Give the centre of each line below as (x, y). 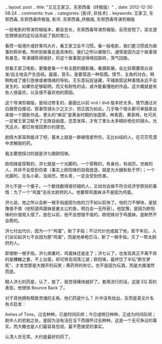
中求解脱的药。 (20, 143)
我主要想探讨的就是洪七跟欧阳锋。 (39, 153)
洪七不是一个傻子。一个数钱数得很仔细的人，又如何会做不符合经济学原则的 (79, 186)
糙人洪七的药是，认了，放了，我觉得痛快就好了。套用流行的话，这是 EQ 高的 (81, 282)
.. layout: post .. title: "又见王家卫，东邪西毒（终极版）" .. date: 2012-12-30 (79, 7)
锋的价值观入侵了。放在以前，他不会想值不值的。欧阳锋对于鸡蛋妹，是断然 (79, 215)
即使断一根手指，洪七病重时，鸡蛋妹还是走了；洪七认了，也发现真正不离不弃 (81, 253)
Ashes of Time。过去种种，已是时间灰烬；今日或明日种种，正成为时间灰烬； (81, 314)
